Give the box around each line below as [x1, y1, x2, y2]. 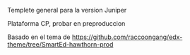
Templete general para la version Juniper [7, 6, 127, 14]
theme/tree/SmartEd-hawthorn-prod [7, 40, 114, 48]
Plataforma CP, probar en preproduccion [7, 19, 126, 27]
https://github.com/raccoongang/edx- [71, 33, 183, 41]
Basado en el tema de [7, 33, 71, 41]
